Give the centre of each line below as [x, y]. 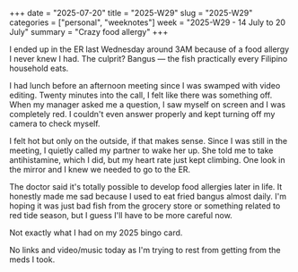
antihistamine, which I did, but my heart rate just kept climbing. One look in [147, 160]
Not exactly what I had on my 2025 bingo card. [96, 233]
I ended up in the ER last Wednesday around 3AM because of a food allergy [149, 49]
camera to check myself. [55, 123]
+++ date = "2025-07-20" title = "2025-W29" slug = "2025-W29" [131, 13]
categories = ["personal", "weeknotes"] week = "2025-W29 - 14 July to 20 [147, 22]
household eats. [39, 68]
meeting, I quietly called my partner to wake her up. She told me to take [141, 150]
